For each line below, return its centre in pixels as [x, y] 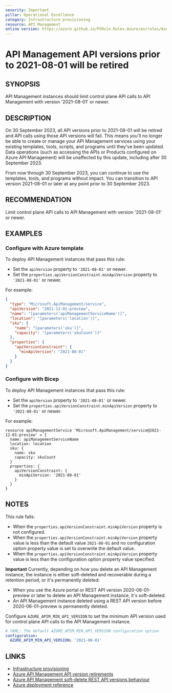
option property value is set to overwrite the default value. [74, 548]
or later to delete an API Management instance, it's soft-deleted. [98, 595]
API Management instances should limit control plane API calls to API [78, 96]
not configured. [29, 532]
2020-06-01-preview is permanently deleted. [60, 606]
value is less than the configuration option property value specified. [84, 559]
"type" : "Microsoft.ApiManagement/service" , [58, 304]
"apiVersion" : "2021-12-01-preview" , [50, 309]
